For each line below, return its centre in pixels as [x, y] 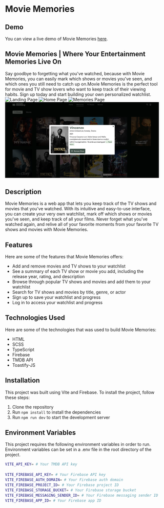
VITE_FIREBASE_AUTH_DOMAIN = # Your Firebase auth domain [64, 480]
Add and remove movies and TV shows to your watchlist [69, 266]
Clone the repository [33, 407]
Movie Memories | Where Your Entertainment [75, 54]
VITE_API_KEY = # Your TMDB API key [41, 464]
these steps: [18, 398]
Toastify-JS [24, 365]
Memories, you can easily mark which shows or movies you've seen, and [79, 79]
